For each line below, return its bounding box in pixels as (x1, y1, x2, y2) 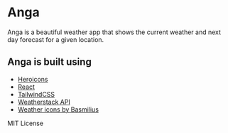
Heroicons (17, 75, 48, 83)
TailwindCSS (17, 90, 55, 98)
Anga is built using (7, 56, 92, 68)
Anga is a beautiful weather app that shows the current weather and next (7, 28, 222, 36)
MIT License (7, 119, 44, 127)
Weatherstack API (17, 97, 71, 106)
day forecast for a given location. (7, 35, 104, 43)
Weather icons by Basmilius (17, 105, 99, 114)
